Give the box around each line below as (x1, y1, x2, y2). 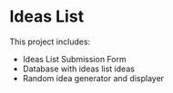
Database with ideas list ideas (22, 63, 135, 74)
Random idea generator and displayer (22, 72, 165, 83)
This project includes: (9, 36, 91, 47)
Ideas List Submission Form (22, 53, 127, 64)
